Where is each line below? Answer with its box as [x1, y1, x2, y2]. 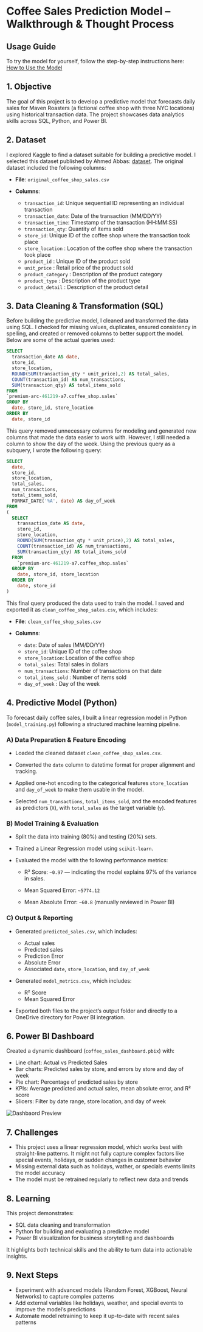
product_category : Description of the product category [24, 270, 163, 277]
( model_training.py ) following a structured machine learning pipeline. [6, 720, 181, 728]
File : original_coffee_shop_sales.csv [15, 175, 109, 183]
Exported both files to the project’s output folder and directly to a [15, 1007, 177, 1014]
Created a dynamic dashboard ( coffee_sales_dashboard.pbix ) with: [6, 1047, 175, 1055]
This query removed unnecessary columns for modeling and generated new [6, 427, 197, 434]
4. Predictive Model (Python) [6, 698, 117, 708]
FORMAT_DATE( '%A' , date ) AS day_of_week [12, 498, 115, 504]
